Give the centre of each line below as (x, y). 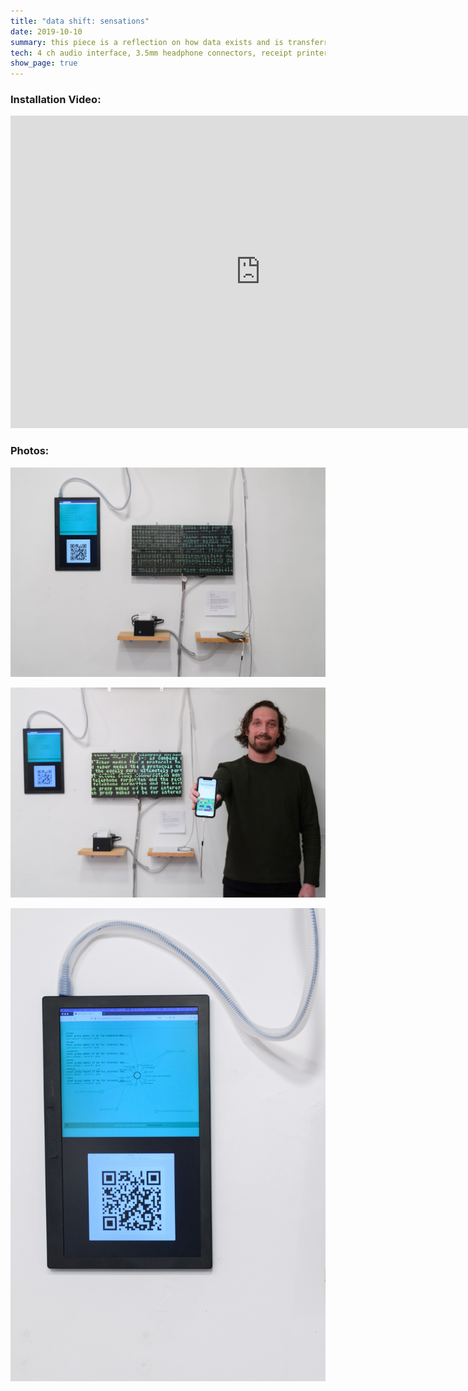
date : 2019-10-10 (46, 31)
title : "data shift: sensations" (80, 21)
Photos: (30, 451)
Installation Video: (56, 100)
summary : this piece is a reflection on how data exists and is (147, 42)
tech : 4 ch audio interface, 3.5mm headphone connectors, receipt (151, 53)
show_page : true (44, 63)
